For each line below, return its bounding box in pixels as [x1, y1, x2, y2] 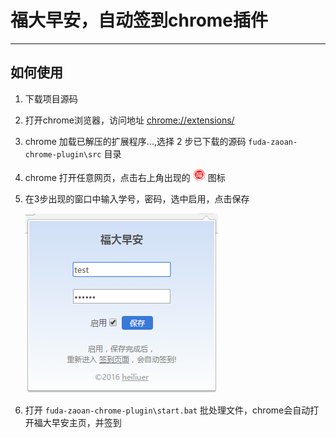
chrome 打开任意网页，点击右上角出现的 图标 [24, 171, 226, 183]
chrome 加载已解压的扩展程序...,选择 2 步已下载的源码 [24, 135, 247, 147]
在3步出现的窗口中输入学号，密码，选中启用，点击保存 [24, 192, 250, 205]
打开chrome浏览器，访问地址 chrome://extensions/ [24, 114, 235, 126]
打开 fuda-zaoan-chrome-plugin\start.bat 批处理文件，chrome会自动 [24, 404, 311, 416]
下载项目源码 [24, 92, 78, 105]
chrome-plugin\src [24, 149, 102, 160]
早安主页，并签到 [51, 416, 122, 428]
